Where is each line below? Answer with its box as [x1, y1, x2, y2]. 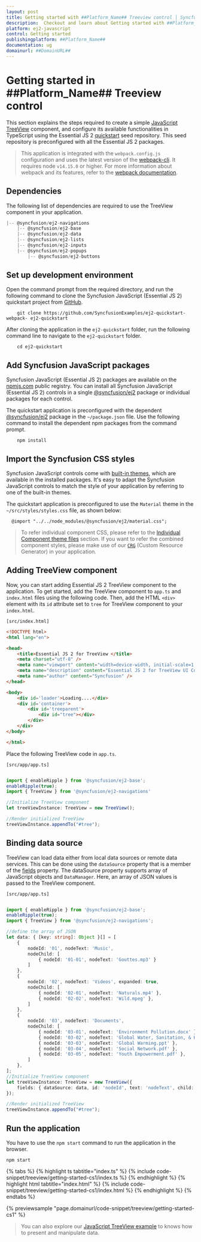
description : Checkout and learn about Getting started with [6, 20, 165, 26]
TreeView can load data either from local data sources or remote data [6, 854, 178, 861]
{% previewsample [6, 1205, 53, 1211]
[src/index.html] [6, 618, 50, 624]
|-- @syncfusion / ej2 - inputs [17, 242, 87, 248]
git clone [17, 310, 42, 316]
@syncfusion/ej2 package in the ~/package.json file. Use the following [6, 413, 180, 420]
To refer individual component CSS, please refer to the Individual [20, 529, 181, 536]
